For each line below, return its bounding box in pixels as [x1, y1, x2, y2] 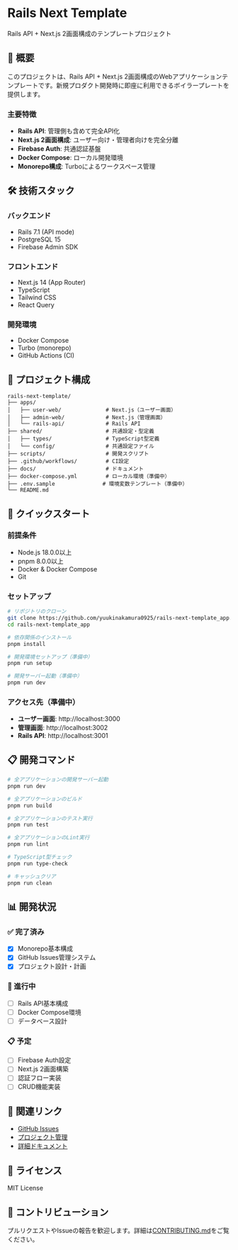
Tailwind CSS [17, 293, 57, 302]
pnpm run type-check [7, 860, 69, 867]
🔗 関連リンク [7, 1105, 62, 1117]
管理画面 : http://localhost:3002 [17, 724, 108, 732]
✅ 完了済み [7, 926, 45, 936]
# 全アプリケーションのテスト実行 [7, 814, 93, 822]
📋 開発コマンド [7, 754, 76, 766]
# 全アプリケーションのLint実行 [7, 834, 90, 841]
